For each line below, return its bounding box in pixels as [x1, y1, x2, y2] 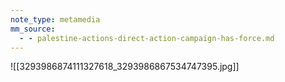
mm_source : [10, 24, 56, 34]
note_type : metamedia [10, 14, 101, 25]
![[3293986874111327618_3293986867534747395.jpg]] [10, 61, 240, 73]
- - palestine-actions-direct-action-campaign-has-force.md [19, 33, 275, 43]
